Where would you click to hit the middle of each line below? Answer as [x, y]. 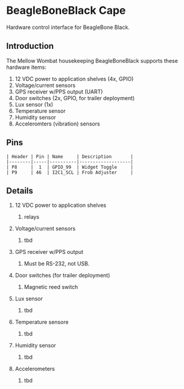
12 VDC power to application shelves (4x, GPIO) [74, 78]
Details [20, 191]
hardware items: [26, 67]
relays [32, 217]
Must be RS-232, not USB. [57, 264]
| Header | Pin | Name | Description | [70, 157]
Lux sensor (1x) [34, 104]
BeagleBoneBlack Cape [66, 11]
